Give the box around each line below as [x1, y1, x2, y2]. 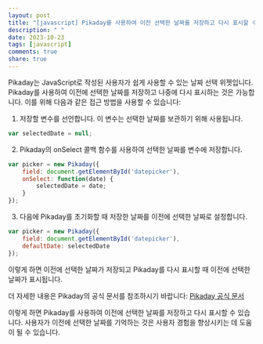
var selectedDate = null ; [8, 129, 92, 137]
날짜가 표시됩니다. [8, 274, 63, 284]
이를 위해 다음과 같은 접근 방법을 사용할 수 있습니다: [24, 97, 182, 107]
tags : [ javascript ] [8, 41, 72, 49]
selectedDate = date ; [36, 182, 107, 190]
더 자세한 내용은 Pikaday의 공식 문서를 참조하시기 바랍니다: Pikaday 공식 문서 [8, 291, 245, 300]
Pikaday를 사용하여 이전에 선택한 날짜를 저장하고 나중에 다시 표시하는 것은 [8, 87, 234, 96]
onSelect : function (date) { [22, 175, 113, 183]
